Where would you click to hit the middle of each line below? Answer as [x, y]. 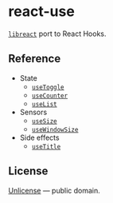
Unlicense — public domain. [55, 190]
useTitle [46, 146]
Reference [35, 59]
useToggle [48, 87]
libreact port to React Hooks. [57, 34]
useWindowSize [55, 129]
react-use [42, 12]
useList [44, 104]
